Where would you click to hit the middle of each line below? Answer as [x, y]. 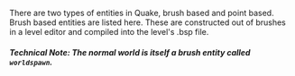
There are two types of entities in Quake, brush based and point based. [142, 13]
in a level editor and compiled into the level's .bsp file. [109, 32]
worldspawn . [31, 62]
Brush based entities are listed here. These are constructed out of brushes [148, 22]
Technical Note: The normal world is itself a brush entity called [130, 52]
